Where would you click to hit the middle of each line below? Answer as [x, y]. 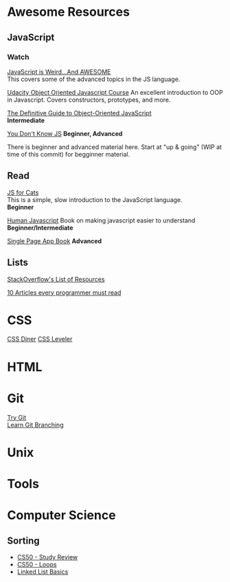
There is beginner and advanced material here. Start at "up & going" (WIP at [114, 147]
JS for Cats [23, 192]
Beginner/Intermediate [40, 227]
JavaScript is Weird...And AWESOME [59, 71]
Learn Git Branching [35, 425]
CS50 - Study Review [47, 557]
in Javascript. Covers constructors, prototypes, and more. [89, 100]
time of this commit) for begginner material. [69, 154]
